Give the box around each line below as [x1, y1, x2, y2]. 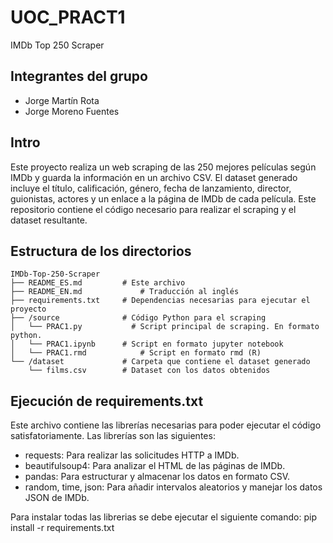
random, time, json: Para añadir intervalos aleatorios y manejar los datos [24, 481, 323, 493]
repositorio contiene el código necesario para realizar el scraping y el [10, 203, 297, 215]
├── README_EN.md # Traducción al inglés [10, 287, 240, 297]
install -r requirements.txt [10, 522, 115, 534]
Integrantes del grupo [10, 68, 148, 85]
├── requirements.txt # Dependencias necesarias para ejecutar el [10, 296, 311, 306]
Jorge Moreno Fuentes [24, 105, 120, 117]
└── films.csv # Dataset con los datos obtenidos [28, 366, 271, 376]
